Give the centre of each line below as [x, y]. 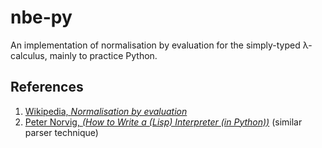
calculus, [29, 55]
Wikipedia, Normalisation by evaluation [106, 111]
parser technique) [61, 132]
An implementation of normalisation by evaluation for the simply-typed [155, 45]
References [47, 87]
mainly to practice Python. [103, 55]
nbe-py [41, 17]
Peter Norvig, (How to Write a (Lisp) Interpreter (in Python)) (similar [163, 122]
